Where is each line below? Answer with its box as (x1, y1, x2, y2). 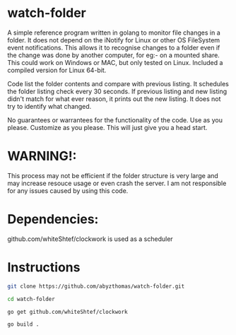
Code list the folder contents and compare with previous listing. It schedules (7, 79, 230, 88)
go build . (7, 321, 40, 328)
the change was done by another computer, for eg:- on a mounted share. (7, 51, 220, 59)
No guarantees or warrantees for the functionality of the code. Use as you (7, 115, 223, 124)
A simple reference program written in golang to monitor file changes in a (7, 28, 220, 37)
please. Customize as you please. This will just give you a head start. (7, 123, 208, 131)
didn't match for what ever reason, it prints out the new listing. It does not (7, 94, 221, 103)
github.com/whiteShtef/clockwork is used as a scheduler (7, 235, 173, 243)
